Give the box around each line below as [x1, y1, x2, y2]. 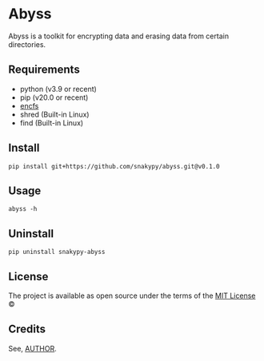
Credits [8, 323, 46, 336]
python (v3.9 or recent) [19, 84, 98, 93]
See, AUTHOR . [8, 343, 58, 353]
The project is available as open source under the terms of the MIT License [8, 291, 256, 300]
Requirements [8, 63, 80, 77]
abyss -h [8, 205, 38, 213]
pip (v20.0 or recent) [19, 93, 89, 102]
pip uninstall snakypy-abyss [8, 248, 106, 256]
